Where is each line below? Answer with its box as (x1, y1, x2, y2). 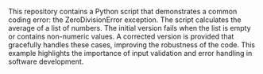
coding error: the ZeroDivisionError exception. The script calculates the (8, 15, 242, 24)
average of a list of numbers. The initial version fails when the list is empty (8, 24, 252, 32)
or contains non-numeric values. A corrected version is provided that (8, 31, 234, 41)
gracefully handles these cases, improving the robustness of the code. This (8, 40, 256, 50)
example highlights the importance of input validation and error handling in (8, 49, 253, 57)
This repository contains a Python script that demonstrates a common (8, 7, 238, 16)
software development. (8, 57, 84, 66)
